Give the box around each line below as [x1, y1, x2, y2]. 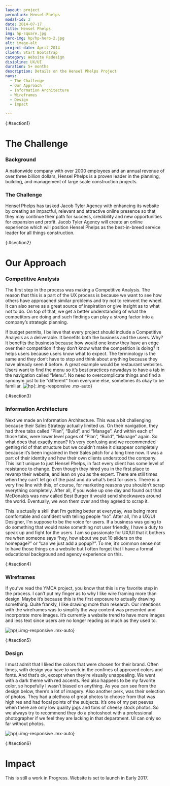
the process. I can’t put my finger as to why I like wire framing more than [5, 590, 157, 597]
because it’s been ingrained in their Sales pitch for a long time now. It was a [5, 449, 163, 455]
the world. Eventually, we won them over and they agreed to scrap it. [5, 498, 149, 504]
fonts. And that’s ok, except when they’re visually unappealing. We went [5, 672, 156, 678]
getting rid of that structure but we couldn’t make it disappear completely [5, 444, 158, 450]
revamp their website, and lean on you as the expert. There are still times [5, 471, 158, 477]
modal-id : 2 [5, 17, 30, 22]
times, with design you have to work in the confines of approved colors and [5, 667, 163, 673]
